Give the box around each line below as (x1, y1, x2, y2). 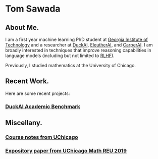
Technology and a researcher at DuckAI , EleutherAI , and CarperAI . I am (5, 42, 153, 48)
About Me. (5, 23, 39, 32)
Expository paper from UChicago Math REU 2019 (5, 147, 127, 154)
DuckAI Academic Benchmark (5, 103, 81, 110)
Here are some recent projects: (5, 90, 70, 96)
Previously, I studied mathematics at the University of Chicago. (5, 63, 136, 68)
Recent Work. (5, 77, 49, 86)
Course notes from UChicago (5, 134, 78, 141)
